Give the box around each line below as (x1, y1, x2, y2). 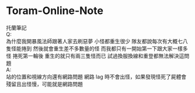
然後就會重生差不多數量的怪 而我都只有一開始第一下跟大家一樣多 (33, 45, 188, 52)
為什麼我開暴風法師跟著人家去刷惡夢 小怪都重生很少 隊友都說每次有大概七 (6, 37, 183, 44)
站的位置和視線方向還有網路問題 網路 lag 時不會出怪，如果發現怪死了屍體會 (6, 73, 187, 80)
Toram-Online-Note (6, 4, 104, 18)
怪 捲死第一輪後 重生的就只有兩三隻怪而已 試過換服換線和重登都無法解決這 (6, 52, 184, 59)
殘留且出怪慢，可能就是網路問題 (6, 80, 83, 87)
